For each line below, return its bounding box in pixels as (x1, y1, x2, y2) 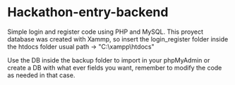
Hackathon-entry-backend (7, 4, 169, 20)
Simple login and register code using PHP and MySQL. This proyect (7, 27, 203, 36)
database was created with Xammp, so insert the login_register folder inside (7, 34, 229, 43)
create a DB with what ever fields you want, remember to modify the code (7, 63, 222, 72)
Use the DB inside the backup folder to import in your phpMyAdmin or (7, 55, 210, 64)
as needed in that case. (7, 71, 76, 79)
